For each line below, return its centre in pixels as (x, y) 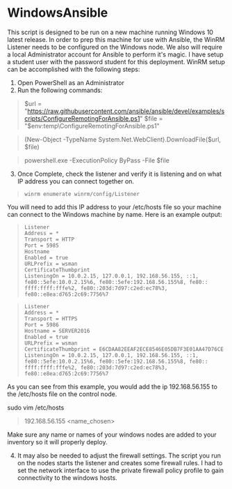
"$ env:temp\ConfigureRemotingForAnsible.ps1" (92, 126)
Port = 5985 (41, 246)
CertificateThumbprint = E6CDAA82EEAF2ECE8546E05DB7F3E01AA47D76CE (124, 349)
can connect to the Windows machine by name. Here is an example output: (115, 214)
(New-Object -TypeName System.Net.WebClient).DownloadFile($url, (122, 139)
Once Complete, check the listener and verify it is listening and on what (119, 174)
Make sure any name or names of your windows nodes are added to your (112, 435)
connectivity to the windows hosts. (67, 477)
